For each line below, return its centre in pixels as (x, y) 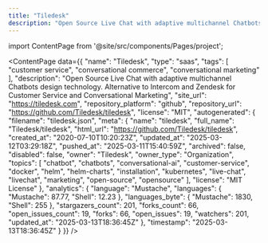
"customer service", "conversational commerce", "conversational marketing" (134, 69)
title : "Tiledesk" (39, 16)
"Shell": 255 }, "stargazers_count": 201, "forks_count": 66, (104, 205)
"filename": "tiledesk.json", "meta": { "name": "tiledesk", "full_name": (122, 120)
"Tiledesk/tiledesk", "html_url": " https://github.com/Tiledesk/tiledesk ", (123, 129)
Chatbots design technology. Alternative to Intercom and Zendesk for (122, 86)
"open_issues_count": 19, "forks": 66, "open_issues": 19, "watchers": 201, (129, 214)
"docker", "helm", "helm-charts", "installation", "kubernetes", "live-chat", (127, 171)
